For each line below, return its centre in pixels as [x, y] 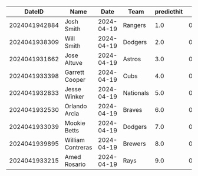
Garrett [74, 72]
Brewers [134, 144]
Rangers [134, 25]
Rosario [75, 164]
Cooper [75, 80]
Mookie [75, 123]
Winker [74, 97]
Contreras [78, 147]
